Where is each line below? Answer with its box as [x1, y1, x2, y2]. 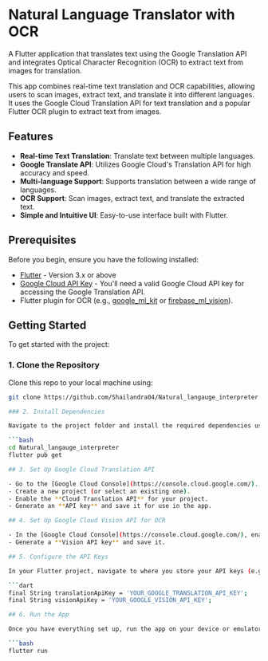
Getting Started [8, 318, 87, 332]
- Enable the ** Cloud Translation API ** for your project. [8, 494, 209, 503]
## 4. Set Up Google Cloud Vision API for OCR [8, 517, 166, 525]
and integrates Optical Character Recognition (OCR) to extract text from [8, 57, 244, 67]
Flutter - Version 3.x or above [19, 270, 117, 280]
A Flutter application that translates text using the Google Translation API [8, 49, 247, 58]
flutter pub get [8, 451, 62, 459]
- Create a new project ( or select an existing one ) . [8, 487, 191, 495]
